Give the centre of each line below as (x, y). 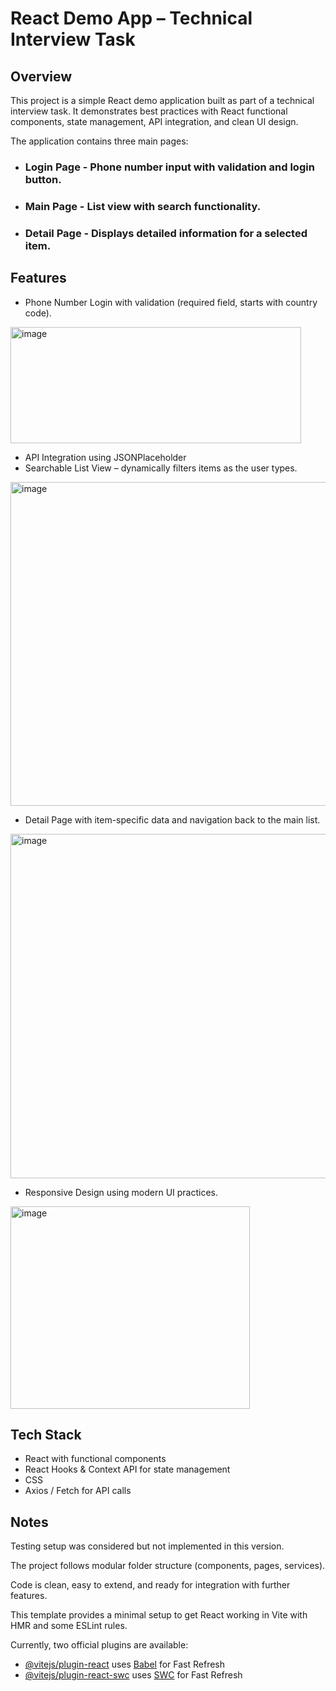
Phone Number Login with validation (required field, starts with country (171, 302)
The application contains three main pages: (99, 141)
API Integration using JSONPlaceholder (105, 457)
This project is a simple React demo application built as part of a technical (162, 100)
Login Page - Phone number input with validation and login (169, 167)
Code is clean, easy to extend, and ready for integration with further (150, 1585)
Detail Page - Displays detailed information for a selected (166, 233)
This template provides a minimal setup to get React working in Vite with (159, 1615)
